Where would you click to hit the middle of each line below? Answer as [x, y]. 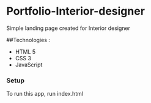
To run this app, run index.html [45, 94]
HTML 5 [25, 51]
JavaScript [29, 65]
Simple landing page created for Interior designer [68, 28]
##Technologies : [28, 40]
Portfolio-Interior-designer [76, 11]
